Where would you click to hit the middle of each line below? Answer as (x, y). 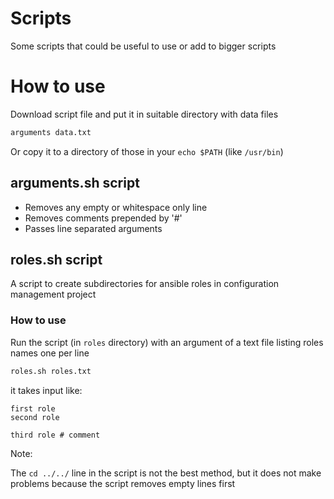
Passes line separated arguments (93, 228)
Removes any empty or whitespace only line (116, 207)
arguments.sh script (75, 183)
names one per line (50, 353)
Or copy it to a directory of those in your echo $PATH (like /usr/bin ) (147, 151)
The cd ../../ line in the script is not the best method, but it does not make (166, 473)
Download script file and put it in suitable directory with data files (144, 114)
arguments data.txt (51, 132)
